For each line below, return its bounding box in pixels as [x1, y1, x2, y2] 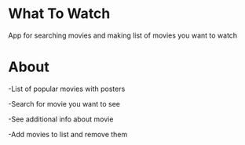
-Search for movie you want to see [8, 99, 120, 108]
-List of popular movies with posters [8, 84, 126, 93]
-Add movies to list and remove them [8, 129, 128, 139]
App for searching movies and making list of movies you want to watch [8, 31, 238, 40]
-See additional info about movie [8, 114, 114, 124]
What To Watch [8, 5, 111, 23]
